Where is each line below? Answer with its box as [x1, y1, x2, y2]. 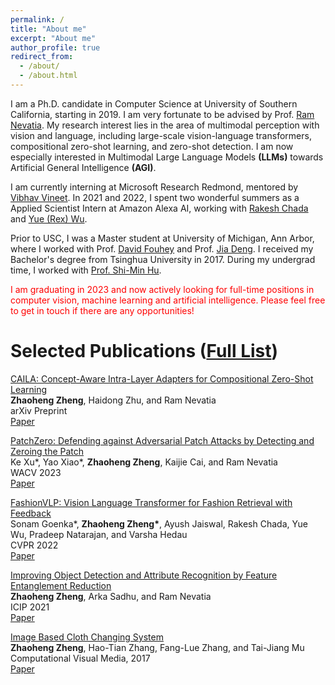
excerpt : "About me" [10, 33, 97, 43]
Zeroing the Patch [10, 445, 85, 457]
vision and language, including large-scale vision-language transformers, [10, 129, 312, 141]
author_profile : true [10, 42, 101, 53]
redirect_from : [10, 52, 74, 62]
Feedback [10, 507, 52, 519]
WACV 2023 [10, 466, 62, 478]
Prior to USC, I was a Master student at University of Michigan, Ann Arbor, [10, 232, 315, 244]
